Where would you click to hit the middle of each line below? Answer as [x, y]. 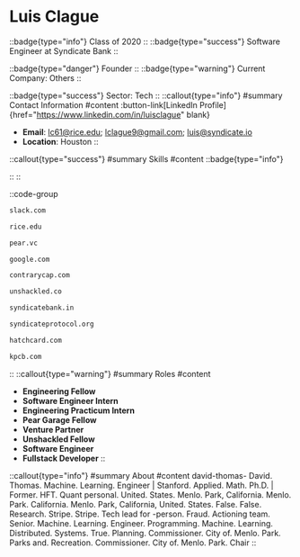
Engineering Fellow [59, 391]
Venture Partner [53, 429]
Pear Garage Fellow [59, 419]
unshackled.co [36, 292]
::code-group [34, 193]
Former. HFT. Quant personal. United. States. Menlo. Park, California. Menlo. [150, 494]
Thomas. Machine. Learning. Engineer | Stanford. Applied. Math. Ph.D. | [141, 485]
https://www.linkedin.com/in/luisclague [109, 114]
